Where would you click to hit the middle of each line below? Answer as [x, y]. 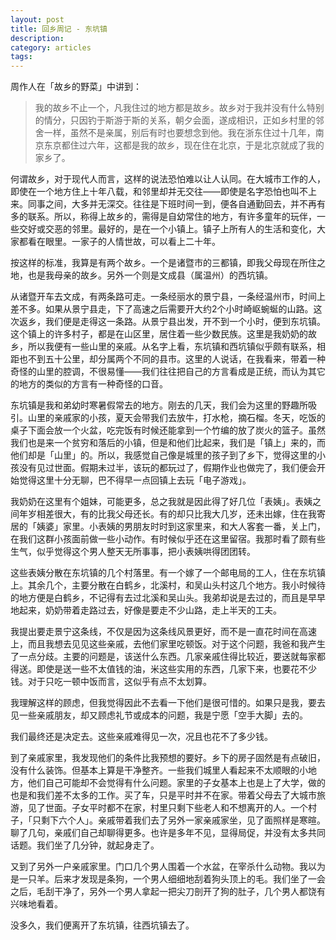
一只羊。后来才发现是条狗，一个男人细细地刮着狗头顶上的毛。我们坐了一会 [172, 879]
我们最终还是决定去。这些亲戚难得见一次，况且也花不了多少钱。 [141, 737]
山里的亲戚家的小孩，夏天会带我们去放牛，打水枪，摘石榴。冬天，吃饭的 [176, 418]
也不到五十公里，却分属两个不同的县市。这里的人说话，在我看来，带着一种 [172, 359]
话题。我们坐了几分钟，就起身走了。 [85, 845]
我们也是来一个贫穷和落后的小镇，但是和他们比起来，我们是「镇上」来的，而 [168, 443]
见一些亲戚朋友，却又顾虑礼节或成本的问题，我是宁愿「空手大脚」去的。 [159, 715]
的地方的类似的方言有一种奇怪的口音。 [89, 384]
